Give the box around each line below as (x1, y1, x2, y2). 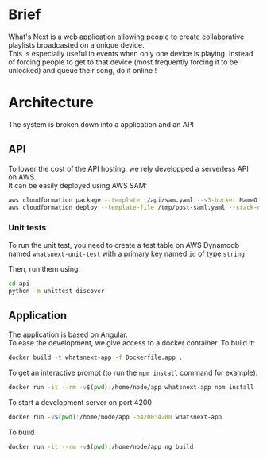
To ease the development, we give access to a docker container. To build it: (8, 338, 256, 348)
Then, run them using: (8, 264, 81, 273)
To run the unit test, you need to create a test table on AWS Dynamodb (8, 240, 240, 249)
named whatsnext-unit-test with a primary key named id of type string (8, 249, 245, 258)
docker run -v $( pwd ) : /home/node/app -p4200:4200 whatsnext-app (8, 413, 222, 422)
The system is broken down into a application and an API (8, 119, 195, 129)
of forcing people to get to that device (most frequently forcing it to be (8, 57, 238, 67)
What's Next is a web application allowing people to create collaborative (8, 32, 245, 41)
